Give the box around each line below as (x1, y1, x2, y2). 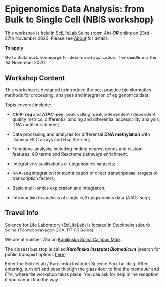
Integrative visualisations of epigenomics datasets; (12, 161, 116, 167)
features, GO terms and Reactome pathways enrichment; (12, 151, 128, 157)
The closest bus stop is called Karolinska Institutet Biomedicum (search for (5, 246, 160, 252)
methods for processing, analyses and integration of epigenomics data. (5, 92, 150, 98)
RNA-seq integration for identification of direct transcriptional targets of (12, 170, 158, 176)
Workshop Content (5, 74, 65, 82)
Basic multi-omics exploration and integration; (12, 185, 106, 191)
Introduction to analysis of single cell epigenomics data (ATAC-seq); (12, 194, 151, 200)
